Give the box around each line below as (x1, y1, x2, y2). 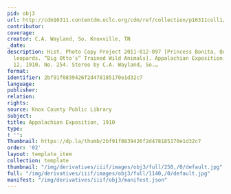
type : (7, 125, 23, 132)
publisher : (7, 87, 38, 94)
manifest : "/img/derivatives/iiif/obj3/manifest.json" (7, 176, 168, 183)
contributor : (7, 23, 45, 30)
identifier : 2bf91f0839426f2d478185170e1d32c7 (7, 74, 143, 81)
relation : (7, 94, 36, 100)
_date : (7, 42, 26, 49)
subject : (7, 112, 32, 119)
